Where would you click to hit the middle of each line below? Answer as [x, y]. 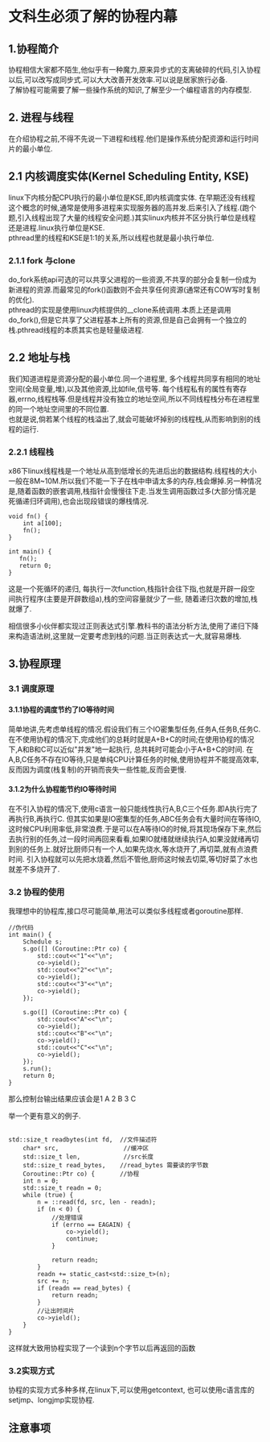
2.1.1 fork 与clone [42, 260]
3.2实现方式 [31, 1370]
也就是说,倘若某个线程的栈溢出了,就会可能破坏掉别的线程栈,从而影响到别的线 [135, 419]
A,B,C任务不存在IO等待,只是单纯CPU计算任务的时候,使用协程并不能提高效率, [134, 759]
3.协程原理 [35, 664]
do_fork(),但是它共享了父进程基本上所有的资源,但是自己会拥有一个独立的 [127, 320]
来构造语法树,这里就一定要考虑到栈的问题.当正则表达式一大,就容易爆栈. [125, 636]
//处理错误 [67, 1218]
